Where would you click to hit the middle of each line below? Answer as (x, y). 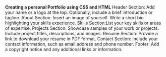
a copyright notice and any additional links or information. (64, 49)
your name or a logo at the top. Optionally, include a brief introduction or (79, 12)
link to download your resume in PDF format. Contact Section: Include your (82, 39)
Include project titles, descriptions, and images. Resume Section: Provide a (82, 33)
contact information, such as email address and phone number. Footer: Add (82, 44)
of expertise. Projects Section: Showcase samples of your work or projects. (82, 28)
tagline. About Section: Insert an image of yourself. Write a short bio (74, 18)
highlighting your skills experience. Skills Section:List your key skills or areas (83, 23)
